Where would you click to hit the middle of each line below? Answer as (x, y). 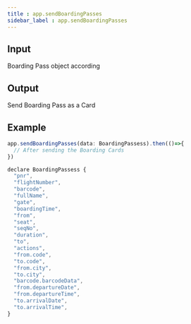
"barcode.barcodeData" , (48, 281)
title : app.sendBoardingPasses (55, 14)
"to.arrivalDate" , (41, 301)
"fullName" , (31, 196)
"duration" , (31, 235)
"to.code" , (30, 261)
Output (23, 88)
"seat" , (25, 222)
